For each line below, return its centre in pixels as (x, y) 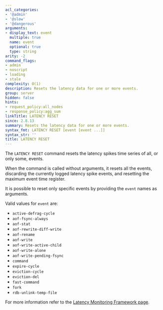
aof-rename (24, 235)
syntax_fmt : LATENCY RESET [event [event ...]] (55, 130)
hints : (12, 103)
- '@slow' (15, 19)
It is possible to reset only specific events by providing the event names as (81, 189)
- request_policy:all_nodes (34, 107)
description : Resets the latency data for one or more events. (72, 88)
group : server (20, 93)
